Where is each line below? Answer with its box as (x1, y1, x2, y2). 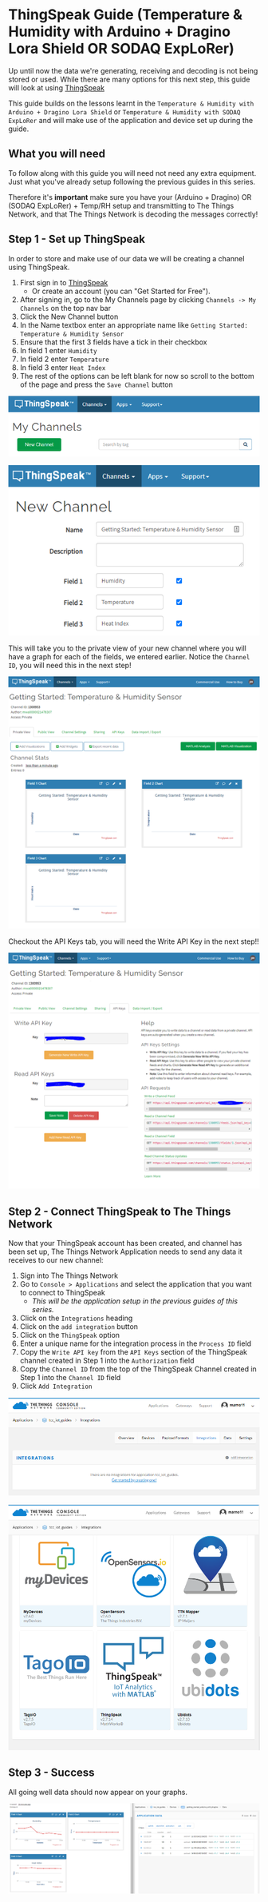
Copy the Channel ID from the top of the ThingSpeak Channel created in (19, 1364, 257, 1374)
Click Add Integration (19, 1381, 93, 1391)
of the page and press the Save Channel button (19, 380, 174, 389)
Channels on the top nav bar (19, 303, 112, 312)
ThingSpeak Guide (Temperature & (8, 6, 243, 24)
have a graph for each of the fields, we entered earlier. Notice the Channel (8, 651, 250, 661)
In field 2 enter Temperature (19, 354, 109, 364)
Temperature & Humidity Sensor (19, 330, 124, 338)
